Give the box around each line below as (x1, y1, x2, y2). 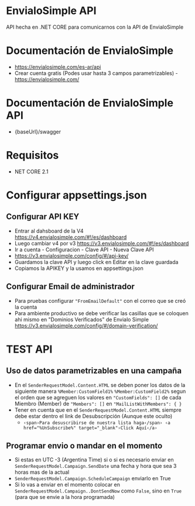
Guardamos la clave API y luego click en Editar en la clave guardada (14, 258, 179, 265)
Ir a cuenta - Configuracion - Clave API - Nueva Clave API (14, 246, 154, 253)
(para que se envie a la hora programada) (14, 494, 115, 501)
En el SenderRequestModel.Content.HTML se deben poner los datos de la (14, 381, 186, 388)
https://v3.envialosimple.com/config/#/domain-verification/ (14, 322, 158, 329)
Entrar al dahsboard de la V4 (14, 227, 84, 234)
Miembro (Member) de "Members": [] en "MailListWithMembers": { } (14, 400, 182, 407)
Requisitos (6, 149, 59, 162)
